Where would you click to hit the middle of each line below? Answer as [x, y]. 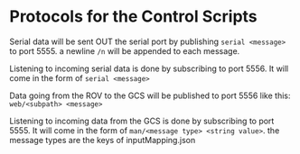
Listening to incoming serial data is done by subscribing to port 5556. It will [149, 68]
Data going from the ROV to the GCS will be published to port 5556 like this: [150, 95]
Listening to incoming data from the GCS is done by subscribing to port [142, 121]
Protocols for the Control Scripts [133, 17]
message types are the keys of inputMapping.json [103, 140]
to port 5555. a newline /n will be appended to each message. [125, 50]
